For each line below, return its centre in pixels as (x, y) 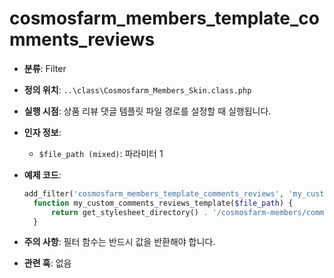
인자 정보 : (42, 132)
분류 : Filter (45, 68)
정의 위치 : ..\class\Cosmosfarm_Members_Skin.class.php (137, 89)
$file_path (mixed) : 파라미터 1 (101, 153)
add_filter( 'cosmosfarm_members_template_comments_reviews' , (154, 193)
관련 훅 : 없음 (47, 263)
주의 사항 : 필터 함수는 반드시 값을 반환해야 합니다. (119, 242)
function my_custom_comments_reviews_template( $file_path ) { (163, 203)
